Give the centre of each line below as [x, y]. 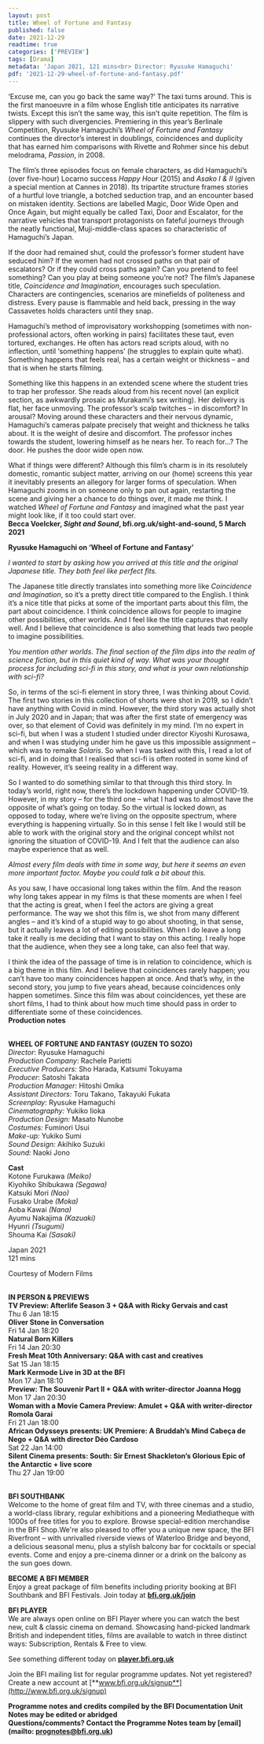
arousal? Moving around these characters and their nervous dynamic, [121, 416]
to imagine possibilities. [46, 636]
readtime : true [33, 45]
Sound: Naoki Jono [39, 1152]
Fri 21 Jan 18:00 [33, 1422]
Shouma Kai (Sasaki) [42, 1234]
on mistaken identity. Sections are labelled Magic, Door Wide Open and [123, 203]
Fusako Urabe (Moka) [43, 1201]
